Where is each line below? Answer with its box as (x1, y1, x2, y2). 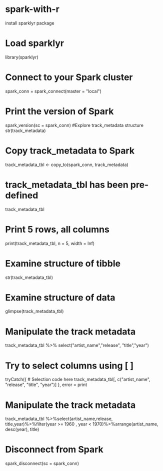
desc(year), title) (5, 426, 39, 432)
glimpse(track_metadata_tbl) (5, 308, 64, 314)
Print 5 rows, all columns (5, 223, 110, 235)
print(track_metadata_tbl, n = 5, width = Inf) (5, 240, 95, 246)
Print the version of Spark (5, 106, 114, 117)
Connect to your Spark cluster (5, 71, 133, 83)
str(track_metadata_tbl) (5, 274, 53, 280)
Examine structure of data (5, 291, 115, 303)
